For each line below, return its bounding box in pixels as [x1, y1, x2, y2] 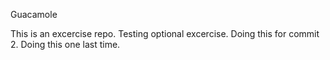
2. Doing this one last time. [10, 39, 121, 50]
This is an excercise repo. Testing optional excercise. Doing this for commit [10, 28, 320, 39]
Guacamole [10, 9, 58, 20]
